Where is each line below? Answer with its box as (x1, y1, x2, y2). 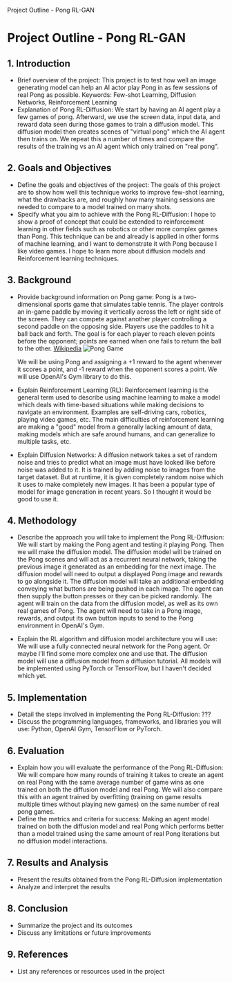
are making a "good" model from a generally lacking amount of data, (17, 422, 213, 431)
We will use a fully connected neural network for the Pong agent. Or (17, 642, 211, 650)
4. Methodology (7, 515, 77, 527)
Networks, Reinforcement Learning (17, 98, 117, 106)
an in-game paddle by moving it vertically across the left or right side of (17, 307, 221, 316)
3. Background (7, 274, 72, 286)
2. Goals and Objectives (7, 162, 112, 174)
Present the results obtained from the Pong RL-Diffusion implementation (17, 875, 222, 884)
